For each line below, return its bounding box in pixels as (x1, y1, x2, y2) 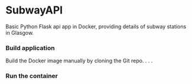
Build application (5, 43, 55, 52)
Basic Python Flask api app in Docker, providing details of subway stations (5, 23, 187, 30)
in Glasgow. (5, 29, 34, 36)
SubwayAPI (5, 4, 63, 17)
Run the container (5, 72, 58, 80)
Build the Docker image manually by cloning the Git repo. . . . (5, 57, 153, 65)
